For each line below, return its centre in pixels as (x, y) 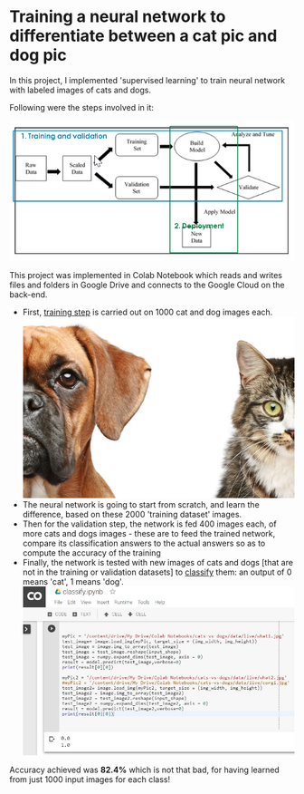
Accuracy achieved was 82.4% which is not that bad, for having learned (145, 770)
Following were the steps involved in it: (81, 107)
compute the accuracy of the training (91, 553)
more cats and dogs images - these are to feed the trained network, (149, 534)
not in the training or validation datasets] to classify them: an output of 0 (157, 572)
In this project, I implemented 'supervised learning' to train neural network (147, 80)
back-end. (28, 295)
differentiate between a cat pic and (143, 36)
